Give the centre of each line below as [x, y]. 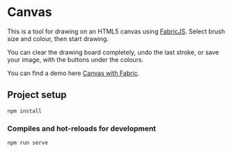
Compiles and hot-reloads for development [82, 128]
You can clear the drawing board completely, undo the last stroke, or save [113, 52]
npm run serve [28, 143]
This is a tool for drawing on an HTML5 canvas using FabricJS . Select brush [116, 31]
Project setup [37, 95]
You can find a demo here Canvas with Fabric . [74, 73]
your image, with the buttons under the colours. [76, 59]
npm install [24, 111]
